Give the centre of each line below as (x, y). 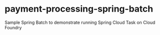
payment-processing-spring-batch (79, 9)
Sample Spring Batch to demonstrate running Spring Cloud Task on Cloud (80, 22)
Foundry (13, 27)
